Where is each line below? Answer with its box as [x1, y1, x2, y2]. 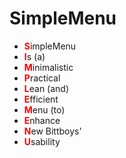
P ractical [23, 72, 61, 84]
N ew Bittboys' [23, 125, 82, 137]
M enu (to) [23, 103, 66, 116]
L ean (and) [23, 82, 70, 94]
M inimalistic [23, 61, 74, 73]
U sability [23, 135, 61, 147]
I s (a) [23, 50, 46, 62]
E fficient [23, 93, 59, 105]
